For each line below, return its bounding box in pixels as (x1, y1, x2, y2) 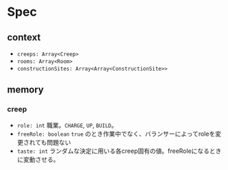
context (7, 32, 41, 43)
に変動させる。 (16, 155, 60, 163)
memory (7, 84, 45, 96)
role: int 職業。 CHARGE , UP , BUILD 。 (16, 121, 118, 129)
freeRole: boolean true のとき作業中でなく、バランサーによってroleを (16, 130, 216, 138)
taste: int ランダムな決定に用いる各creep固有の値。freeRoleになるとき (16, 147, 222, 155)
